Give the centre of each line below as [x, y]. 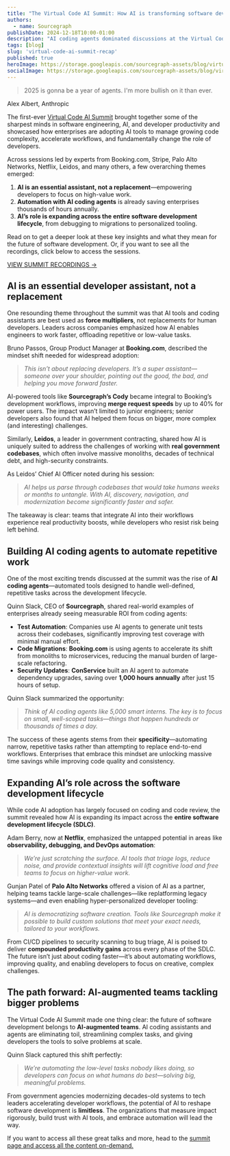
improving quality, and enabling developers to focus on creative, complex [111, 964]
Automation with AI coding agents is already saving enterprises [108, 201]
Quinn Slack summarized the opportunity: [66, 699]
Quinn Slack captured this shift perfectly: [65, 1055]
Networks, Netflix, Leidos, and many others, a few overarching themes [106, 166]
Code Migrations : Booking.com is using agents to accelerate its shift [115, 649]
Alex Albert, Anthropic [38, 103]
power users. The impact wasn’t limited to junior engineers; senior [100, 411]
